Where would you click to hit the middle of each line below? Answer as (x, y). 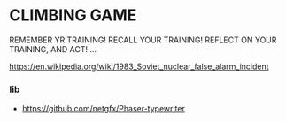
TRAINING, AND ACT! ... (53, 49)
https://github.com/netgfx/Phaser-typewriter (104, 109)
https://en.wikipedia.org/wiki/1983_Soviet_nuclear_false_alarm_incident (139, 66)
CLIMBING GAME (73, 15)
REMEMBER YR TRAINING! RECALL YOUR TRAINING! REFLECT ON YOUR (143, 40)
